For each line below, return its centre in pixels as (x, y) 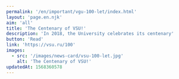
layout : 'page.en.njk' (34, 17)
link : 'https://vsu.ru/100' (41, 45)
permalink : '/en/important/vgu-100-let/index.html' (71, 12)
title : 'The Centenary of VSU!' (46, 28)
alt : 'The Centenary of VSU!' (54, 61)
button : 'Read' (25, 39)
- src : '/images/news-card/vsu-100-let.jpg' (67, 56)
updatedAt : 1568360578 (34, 67)
